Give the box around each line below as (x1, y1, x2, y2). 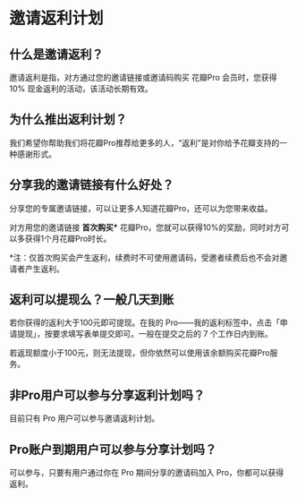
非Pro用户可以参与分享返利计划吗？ (9, 387, 206, 403)
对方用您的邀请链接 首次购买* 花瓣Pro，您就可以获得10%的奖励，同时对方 (9, 221, 282, 233)
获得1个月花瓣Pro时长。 (24, 233, 112, 244)
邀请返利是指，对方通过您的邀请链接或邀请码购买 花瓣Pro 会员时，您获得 (9, 73, 277, 82)
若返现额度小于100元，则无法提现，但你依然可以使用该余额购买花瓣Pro (9, 347, 270, 358)
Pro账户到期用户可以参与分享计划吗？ (9, 441, 217, 457)
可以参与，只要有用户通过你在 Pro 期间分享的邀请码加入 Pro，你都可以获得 (9, 467, 284, 478)
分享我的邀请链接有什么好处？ (9, 177, 174, 193)
